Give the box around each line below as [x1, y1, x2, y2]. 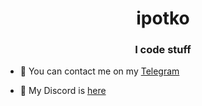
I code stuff [134, 43, 192, 57]
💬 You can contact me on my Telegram [19, 65, 180, 77]
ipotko [136, 7, 190, 30]
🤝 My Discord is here [19, 85, 107, 97]
